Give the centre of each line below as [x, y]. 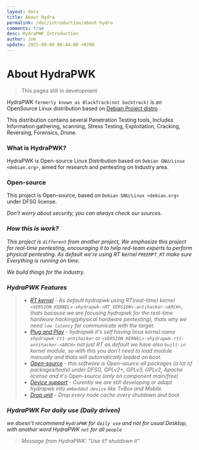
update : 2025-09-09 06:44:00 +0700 [51, 45]
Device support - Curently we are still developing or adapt [101, 382]
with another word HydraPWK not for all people [64, 430]
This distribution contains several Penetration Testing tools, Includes [90, 120]
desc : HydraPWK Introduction [43, 34]
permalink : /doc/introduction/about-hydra [60, 23]
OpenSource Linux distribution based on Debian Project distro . [84, 108]
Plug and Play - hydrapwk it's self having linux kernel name [103, 332]
